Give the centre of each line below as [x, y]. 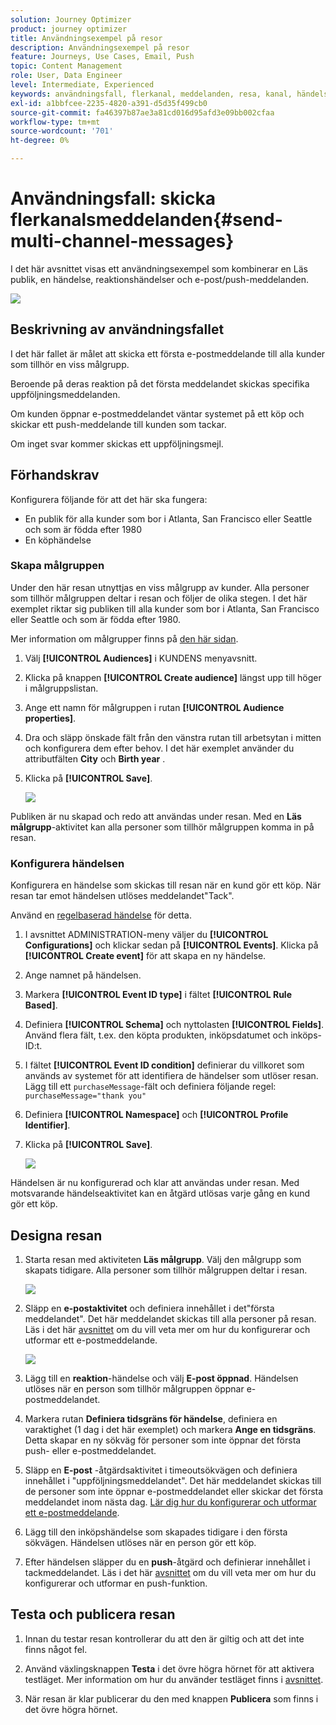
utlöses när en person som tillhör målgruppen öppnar [134, 1388]
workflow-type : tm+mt [55, 122]
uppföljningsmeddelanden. [65, 394]
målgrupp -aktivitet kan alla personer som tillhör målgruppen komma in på [162, 827]
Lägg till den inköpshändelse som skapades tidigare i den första [156, 1532]
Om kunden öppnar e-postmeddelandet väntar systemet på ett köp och [157, 413]
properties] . [50, 718]
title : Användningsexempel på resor [86, 38]
